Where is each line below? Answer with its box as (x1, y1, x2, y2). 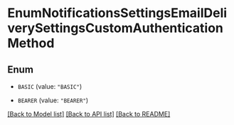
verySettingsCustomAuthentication (7, 20, 224, 36)
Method (7, 36, 55, 51)
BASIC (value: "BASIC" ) (17, 82, 83, 90)
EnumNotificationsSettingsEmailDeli (7, 5, 228, 21)
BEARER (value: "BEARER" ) (17, 96, 89, 104)
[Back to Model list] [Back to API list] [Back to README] (7, 110, 171, 118)
